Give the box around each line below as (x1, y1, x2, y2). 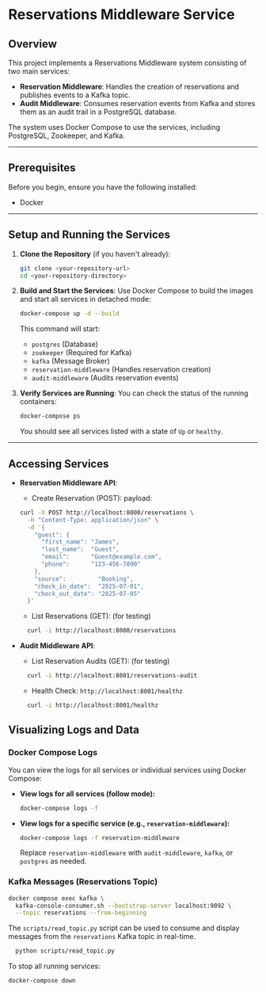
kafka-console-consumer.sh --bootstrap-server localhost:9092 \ (15, 902, 232, 910)
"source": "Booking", (34, 574, 134, 583)
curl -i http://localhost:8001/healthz (27, 701, 159, 710)
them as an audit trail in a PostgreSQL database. (19, 107, 177, 116)
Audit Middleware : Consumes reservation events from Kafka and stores (19, 99, 256, 108)
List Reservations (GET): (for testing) (31, 612, 151, 621)
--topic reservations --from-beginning (15, 909, 147, 917)
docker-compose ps (19, 412, 81, 421)
